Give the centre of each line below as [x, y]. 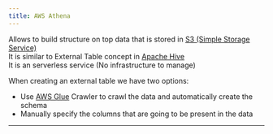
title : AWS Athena [39, 16]
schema [33, 105]
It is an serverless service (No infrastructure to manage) [102, 65]
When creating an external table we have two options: [99, 80]
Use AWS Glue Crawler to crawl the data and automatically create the [136, 96]
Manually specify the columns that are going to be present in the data [136, 114]
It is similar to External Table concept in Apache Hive [97, 56]
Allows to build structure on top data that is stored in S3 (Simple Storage [129, 39]
